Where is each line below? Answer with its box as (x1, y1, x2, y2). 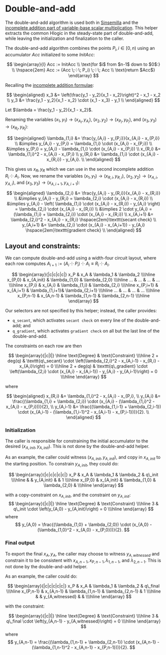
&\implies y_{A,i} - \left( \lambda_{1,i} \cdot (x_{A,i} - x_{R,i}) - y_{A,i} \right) (6, 201, 161, 207)
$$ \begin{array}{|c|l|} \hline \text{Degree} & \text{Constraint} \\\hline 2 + (8, 352, 159, 358)
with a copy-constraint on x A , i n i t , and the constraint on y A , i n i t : (5, 492, 131, 499)
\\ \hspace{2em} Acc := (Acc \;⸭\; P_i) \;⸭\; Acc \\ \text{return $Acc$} (11, 67, 156, 73)
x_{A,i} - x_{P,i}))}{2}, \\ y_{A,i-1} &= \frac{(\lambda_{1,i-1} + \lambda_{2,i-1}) (5, 404, 162, 410)
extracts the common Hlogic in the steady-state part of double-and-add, (5, 30, 154, 36)
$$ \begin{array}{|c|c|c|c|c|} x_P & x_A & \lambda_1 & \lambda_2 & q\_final (7, 583, 160, 589)
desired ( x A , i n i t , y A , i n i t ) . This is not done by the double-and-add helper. (5, 443, 150, 450)
